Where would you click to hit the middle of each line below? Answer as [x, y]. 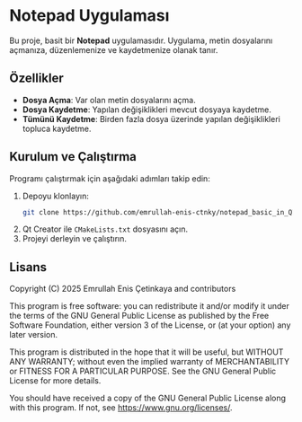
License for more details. [55, 381]
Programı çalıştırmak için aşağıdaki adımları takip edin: [110, 178]
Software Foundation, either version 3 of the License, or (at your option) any [150, 325]
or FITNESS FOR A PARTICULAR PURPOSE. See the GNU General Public [143, 371]
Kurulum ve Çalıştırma [73, 157]
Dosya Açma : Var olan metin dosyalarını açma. [109, 100]
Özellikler [37, 79]
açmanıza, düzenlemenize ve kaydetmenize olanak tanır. [114, 49]
